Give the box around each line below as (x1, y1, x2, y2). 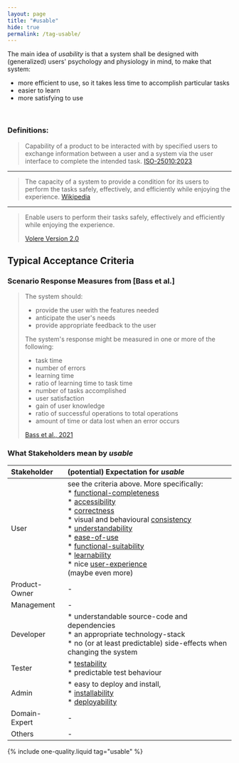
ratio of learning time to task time (35, 379, 133, 388)
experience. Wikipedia (24, 192, 91, 201)
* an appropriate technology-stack (67, 629, 186, 639)
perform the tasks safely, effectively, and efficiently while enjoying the (24, 184, 231, 193)
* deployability (67, 697, 117, 707)
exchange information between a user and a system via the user (24, 149, 213, 157)
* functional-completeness (67, 488, 160, 498)
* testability (67, 658, 107, 668)
